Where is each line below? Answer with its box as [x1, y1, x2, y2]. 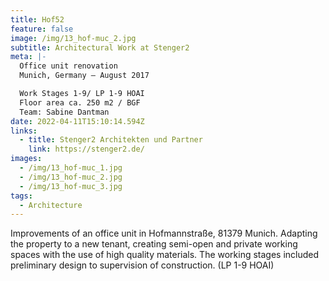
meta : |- [10, 52, 47, 62]
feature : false [10, 24, 74, 34]
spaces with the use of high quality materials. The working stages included [10, 249, 320, 261]
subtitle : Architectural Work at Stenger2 [10, 42, 190, 53]
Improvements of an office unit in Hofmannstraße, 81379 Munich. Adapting [10, 227, 318, 240]
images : [10, 154, 43, 164]
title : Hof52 [10, 14, 65, 25]
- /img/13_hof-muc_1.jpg [19, 163, 123, 173]
